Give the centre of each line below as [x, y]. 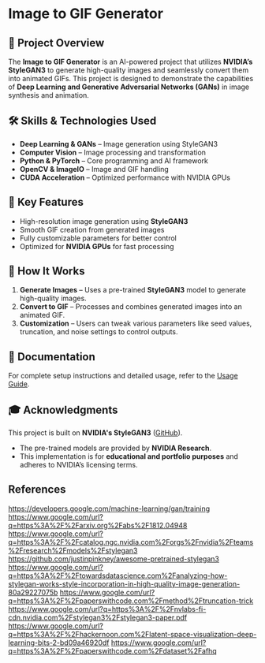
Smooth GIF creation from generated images [92, 229]
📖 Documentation [52, 357]
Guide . [19, 384]
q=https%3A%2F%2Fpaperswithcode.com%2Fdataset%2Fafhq [112, 650]
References [37, 490]
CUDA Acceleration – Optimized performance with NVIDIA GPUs [125, 177]
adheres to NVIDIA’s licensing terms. [78, 465]
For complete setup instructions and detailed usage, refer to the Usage [123, 376]
